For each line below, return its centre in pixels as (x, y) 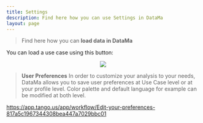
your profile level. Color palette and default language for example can (109, 89)
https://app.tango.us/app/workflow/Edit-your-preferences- (81, 107)
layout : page (23, 23)
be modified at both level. (53, 95)
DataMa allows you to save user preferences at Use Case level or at (107, 83)
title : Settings (27, 12)
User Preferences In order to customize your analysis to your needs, (108, 76)
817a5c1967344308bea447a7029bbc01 (56, 114)
